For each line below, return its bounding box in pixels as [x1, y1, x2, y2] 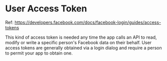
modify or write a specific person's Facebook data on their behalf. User [5, 39, 152, 45]
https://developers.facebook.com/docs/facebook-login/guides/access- [14, 19, 161, 25]
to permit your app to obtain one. [5, 50, 73, 56]
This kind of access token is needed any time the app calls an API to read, [5, 34, 157, 40]
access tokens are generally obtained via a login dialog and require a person [5, 45, 162, 51]
